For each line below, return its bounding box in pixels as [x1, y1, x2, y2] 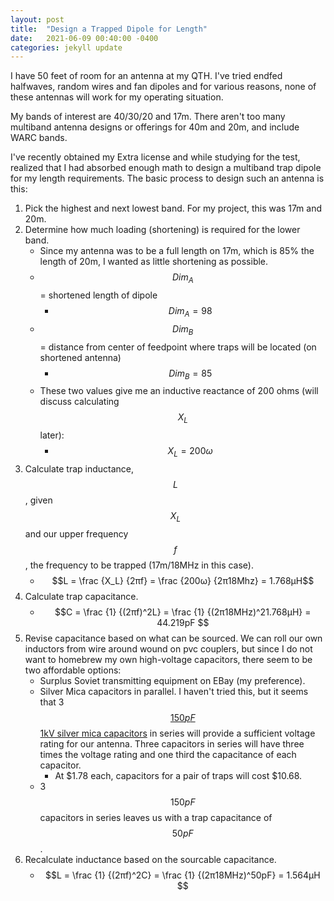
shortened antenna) [39, 351, 122, 363]
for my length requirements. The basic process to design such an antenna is [10, 172, 325, 185]
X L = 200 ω [167, 445, 213, 460]
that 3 [39, 696, 65, 708]
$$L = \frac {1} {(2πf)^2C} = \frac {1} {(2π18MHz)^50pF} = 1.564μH [44, 869, 321, 881]
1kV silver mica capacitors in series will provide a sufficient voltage [39, 727, 316, 739]
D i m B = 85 [168, 367, 213, 381]
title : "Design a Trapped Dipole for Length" [10, 24, 208, 34]
